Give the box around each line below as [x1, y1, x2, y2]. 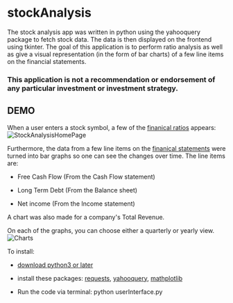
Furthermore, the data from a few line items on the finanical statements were [7, 144, 226, 152]
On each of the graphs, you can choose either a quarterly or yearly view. [7, 226, 215, 234]
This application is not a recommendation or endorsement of [7, 74, 216, 84]
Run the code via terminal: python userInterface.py [17, 287, 163, 296]
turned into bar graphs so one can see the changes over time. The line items [7, 151, 225, 160]
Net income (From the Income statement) [17, 199, 135, 208]
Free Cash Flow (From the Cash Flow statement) [17, 172, 156, 181]
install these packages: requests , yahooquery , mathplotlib [17, 274, 182, 282]
